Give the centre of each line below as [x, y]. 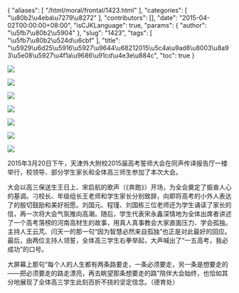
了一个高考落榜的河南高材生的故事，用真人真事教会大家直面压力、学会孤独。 [119, 222]
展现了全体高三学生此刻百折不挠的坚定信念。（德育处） [99, 282]
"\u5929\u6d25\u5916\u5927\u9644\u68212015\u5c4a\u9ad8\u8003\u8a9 [118, 48]
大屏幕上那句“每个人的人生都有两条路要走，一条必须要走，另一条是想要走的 [118, 264]
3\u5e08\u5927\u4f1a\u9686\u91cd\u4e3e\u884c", [83, 55]
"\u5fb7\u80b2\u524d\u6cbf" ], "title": [64, 40]
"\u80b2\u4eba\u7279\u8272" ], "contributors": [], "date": [92, 18]
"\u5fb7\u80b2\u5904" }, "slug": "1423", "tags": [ [80, 33]
